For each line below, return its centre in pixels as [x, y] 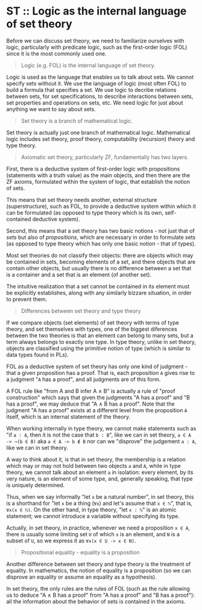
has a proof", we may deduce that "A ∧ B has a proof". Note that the [90, 404]
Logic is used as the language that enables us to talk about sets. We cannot [100, 77]
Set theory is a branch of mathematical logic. [77, 121]
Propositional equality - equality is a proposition [80, 552]
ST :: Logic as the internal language [96, 11]
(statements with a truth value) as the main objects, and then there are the [98, 175]
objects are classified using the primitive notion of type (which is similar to [99, 348]
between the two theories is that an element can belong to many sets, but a [100, 335]
